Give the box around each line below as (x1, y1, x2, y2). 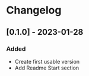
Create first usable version (14, 58, 80, 65)
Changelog (6, 4, 62, 17)
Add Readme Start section (14, 64, 80, 71)
